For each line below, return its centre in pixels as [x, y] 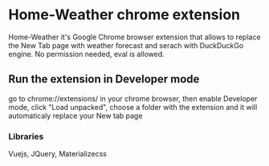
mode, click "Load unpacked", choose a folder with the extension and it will [133, 107]
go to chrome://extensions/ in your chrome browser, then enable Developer [133, 99]
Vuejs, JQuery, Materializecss [57, 154]
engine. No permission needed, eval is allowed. [86, 54]
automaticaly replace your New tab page [75, 115]
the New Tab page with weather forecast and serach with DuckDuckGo [126, 45]
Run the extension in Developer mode [104, 79]
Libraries [26, 136]
